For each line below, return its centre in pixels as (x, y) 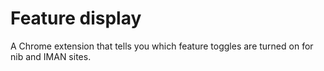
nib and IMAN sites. (51, 56)
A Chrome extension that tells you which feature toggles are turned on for (162, 46)
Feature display (76, 18)
